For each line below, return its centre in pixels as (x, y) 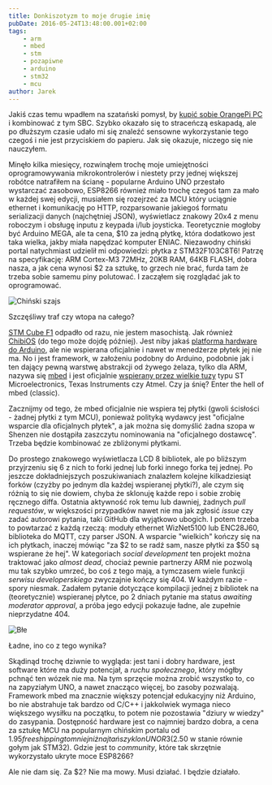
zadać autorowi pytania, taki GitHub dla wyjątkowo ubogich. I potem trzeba (134, 520)
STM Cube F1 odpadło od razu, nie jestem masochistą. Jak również (121, 333)
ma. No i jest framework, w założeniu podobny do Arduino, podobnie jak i (131, 359)
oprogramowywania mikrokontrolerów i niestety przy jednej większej (123, 173)
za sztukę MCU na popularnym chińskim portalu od (94, 731)
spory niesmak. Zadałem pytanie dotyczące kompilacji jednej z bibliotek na (134, 589)
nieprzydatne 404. (39, 615)
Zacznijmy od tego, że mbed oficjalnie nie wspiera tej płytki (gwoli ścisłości (134, 409)
